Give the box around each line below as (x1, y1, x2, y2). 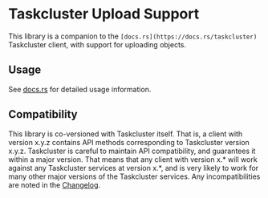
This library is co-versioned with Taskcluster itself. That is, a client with (8, 129, 243, 139)
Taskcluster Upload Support (8, 5, 200, 23)
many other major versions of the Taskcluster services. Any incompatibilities (8, 172, 261, 181)
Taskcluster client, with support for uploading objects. (8, 39, 187, 49)
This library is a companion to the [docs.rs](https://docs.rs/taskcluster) (8, 31, 258, 41)
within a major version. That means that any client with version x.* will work (8, 154, 258, 164)
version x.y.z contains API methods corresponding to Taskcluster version (8, 137, 250, 147)
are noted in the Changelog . (8, 180, 101, 189)
